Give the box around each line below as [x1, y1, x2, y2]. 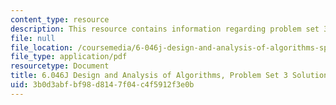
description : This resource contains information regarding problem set [10, 24, 320, 34]
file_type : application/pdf [10, 52, 128, 62]
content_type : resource [10, 14, 110, 25]
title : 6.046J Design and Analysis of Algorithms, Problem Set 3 [10, 71, 288, 81]
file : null [10, 33, 56, 43]
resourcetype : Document [10, 61, 110, 71]
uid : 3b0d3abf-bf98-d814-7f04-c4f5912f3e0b [10, 80, 195, 90]
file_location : [10, 42, 74, 53]
